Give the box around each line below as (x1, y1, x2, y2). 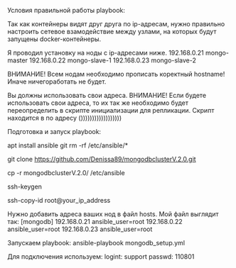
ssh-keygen (7, 182, 43, 191)
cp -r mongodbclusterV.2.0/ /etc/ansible (7, 169, 126, 177)
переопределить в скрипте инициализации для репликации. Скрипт (7, 106, 215, 114)
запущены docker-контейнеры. (7, 35, 102, 43)
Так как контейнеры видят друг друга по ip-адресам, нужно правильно (7, 20, 225, 28)
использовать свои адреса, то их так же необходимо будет (7, 99, 188, 107)
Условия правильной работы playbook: (7, 6, 126, 14)
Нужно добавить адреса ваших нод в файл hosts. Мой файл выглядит (7, 210, 219, 218)
